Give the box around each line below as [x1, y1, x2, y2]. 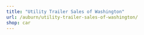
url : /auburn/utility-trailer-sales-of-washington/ [6, 14, 138, 20]
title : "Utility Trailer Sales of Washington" [6, 8, 125, 15]
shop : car [6, 20, 31, 26]
